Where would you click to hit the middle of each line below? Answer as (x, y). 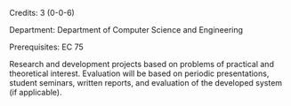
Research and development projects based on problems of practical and (141, 64)
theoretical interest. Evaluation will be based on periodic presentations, (139, 73)
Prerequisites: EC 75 (46, 47)
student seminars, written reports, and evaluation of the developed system (146, 83)
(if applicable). (36, 92)
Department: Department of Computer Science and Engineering (126, 30)
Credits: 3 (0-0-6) (42, 13)
